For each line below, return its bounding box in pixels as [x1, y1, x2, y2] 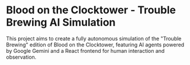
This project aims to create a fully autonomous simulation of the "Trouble [6, 35, 182, 42]
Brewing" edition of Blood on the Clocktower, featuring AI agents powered [6, 41, 185, 48]
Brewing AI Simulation [6, 16, 116, 29]
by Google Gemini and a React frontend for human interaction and [6, 47, 165, 54]
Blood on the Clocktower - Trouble [6, 3, 177, 17]
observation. [6, 53, 37, 60]
